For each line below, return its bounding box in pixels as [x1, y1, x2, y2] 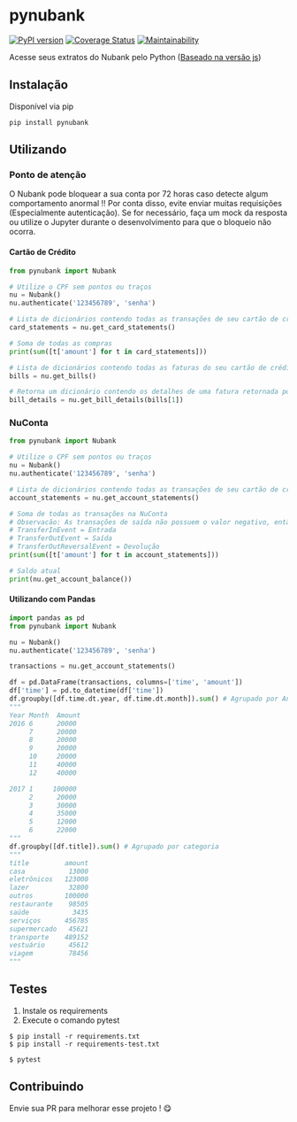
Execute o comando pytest [21, 1015, 120, 1025]
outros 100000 [9, 892, 89, 901]
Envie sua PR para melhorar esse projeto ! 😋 [9, 1103, 172, 1113]
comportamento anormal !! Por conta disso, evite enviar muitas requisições [9, 198, 283, 209]
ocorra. [9, 227, 36, 237]
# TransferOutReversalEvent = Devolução [9, 542, 161, 552]
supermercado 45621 [9, 925, 89, 933]
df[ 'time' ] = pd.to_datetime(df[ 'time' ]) [9, 686, 164, 695]
